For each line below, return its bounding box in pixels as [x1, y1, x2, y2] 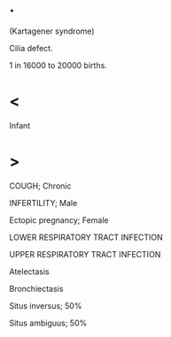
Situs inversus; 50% [9, 300, 82, 310]
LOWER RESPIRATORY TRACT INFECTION [9, 232, 164, 242]
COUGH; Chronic [9, 180, 72, 191]
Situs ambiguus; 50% [9, 318, 88, 328]
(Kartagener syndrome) [9, 26, 95, 36]
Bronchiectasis [9, 283, 64, 294]
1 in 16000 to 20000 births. [9, 59, 108, 71]
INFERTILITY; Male [9, 197, 78, 208]
